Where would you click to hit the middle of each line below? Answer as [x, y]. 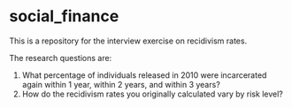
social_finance [64, 16]
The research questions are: [61, 58]
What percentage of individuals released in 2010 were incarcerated [144, 75]
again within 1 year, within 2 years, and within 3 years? [121, 84]
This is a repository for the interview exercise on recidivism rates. [128, 41]
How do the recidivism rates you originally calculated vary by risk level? [152, 94]
